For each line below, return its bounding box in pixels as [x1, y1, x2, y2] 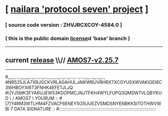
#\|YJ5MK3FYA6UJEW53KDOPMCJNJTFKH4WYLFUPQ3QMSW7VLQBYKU [5, 90, 162, 96]
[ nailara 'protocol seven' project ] [5, 4, 148, 15]
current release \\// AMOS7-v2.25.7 [5, 56, 119, 64]
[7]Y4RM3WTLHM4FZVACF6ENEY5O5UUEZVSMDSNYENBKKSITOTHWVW [5, 100, 161, 106]
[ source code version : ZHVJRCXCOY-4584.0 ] [5, 22, 122, 29]
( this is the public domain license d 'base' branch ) [5, 35, 130, 42]
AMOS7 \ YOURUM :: [15, 95, 58, 101]
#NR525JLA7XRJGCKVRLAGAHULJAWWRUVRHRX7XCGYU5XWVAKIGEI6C [5, 79, 162, 85]
